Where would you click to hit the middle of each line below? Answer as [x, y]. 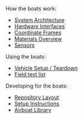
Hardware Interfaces [39, 26]
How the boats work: [31, 9]
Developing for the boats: [37, 86]
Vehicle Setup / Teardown [46, 68]
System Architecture [39, 20]
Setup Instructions [37, 104]
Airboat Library [33, 110]
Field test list [30, 74]
